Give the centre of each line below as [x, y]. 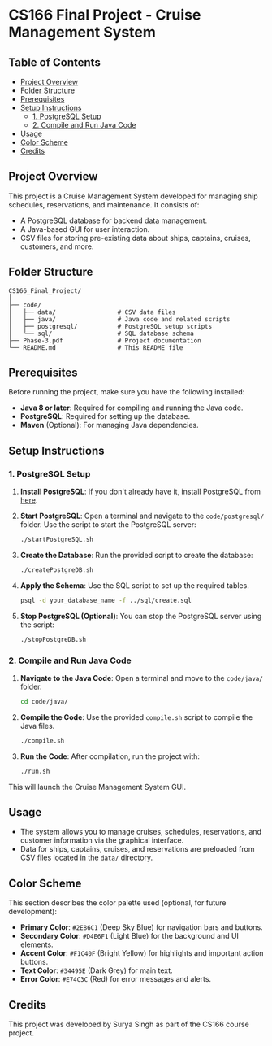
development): [32, 912]
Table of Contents [55, 62]
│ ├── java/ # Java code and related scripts [119, 319]
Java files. [37, 726]
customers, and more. [57, 246]
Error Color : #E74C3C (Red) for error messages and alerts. [116, 979]
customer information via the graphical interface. [102, 840]
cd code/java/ [44, 701]
